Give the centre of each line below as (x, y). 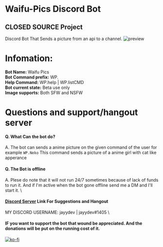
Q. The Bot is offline (25, 169)
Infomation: (29, 58)
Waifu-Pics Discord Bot (53, 9)
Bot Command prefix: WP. (32, 77)
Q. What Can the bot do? (30, 136)
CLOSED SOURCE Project (44, 27)
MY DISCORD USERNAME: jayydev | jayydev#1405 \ (57, 212)
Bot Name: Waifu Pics (27, 72)
